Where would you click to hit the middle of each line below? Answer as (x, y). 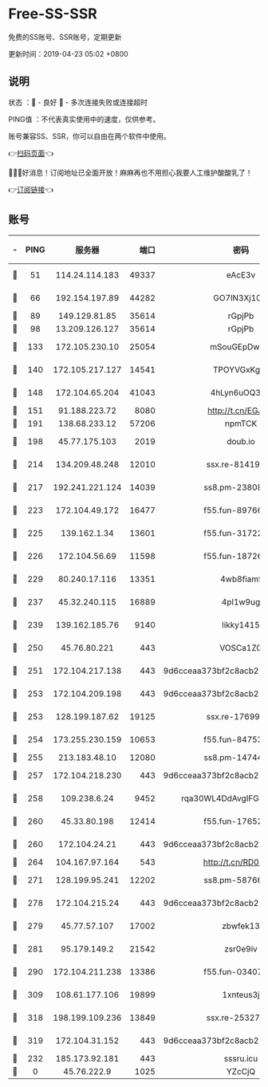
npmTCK (241, 423)
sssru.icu (241, 1058)
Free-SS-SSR (53, 14)
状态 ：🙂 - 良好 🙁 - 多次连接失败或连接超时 (78, 102)
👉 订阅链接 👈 (31, 189)
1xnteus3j (241, 994)
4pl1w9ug (241, 601)
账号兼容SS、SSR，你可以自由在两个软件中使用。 (89, 136)
